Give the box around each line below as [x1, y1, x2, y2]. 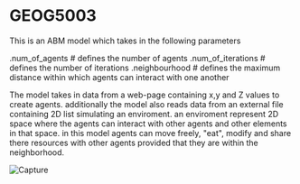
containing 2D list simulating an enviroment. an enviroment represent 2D [9, 108, 279, 119]
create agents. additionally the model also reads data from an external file [9, 98, 284, 109]
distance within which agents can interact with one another [9, 71, 230, 82]
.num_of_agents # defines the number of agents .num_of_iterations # [9, 52, 266, 63]
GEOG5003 [9, 5, 97, 26]
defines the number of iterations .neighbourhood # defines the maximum [9, 62, 281, 73]
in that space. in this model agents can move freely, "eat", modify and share [9, 127, 292, 138]
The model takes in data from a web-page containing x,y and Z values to [9, 89, 280, 100]
